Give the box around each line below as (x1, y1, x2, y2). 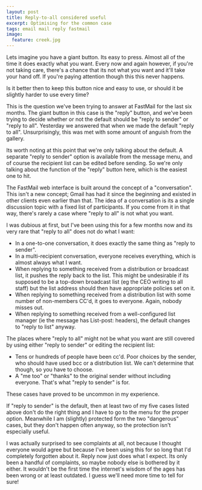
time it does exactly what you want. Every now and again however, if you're (6, 60, 194, 67)
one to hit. (6, 172, 31, 179)
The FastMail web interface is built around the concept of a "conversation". (6, 184, 193, 191)
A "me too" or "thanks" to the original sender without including (14, 373, 171, 379)
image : (6, 31, 23, 38)
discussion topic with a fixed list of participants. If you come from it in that (6, 203, 190, 211)
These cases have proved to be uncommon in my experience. (6, 391, 160, 397)
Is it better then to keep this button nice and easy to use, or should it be (6, 85, 184, 91)
